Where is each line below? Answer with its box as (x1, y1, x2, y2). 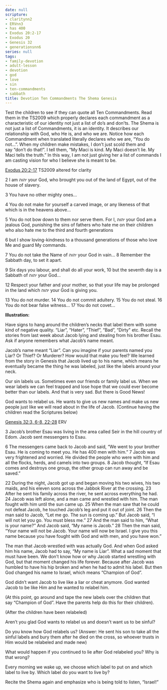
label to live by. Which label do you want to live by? (5, 669, 110, 675)
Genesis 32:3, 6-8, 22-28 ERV (5, 419, 67, 425)
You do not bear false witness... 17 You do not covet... (5, 302, 116, 308)
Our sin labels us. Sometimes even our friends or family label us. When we (5, 379, 158, 385)
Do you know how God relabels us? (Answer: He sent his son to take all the (5, 629, 160, 635)
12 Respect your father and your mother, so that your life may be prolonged (5, 282, 160, 288)
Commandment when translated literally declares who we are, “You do (5, 136, 150, 142)
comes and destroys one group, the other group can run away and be (5, 465, 148, 471)
